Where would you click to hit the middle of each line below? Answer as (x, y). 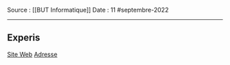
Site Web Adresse (33, 54)
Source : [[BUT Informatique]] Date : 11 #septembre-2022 (88, 10)
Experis (24, 38)
